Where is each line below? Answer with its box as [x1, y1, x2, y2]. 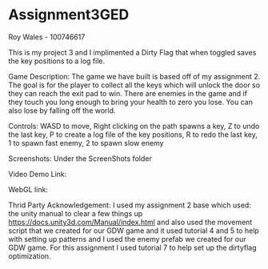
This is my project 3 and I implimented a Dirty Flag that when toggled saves [8, 47, 257, 57]
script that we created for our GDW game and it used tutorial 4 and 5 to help [8, 226, 260, 235]
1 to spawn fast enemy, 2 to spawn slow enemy [8, 138, 164, 147]
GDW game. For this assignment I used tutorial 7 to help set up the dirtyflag [8, 243, 258, 252]
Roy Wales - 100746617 [8, 32, 86, 42]
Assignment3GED [8, 6, 130, 24]
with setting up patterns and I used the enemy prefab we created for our [8, 234, 246, 243]
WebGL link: [8, 184, 48, 194]
